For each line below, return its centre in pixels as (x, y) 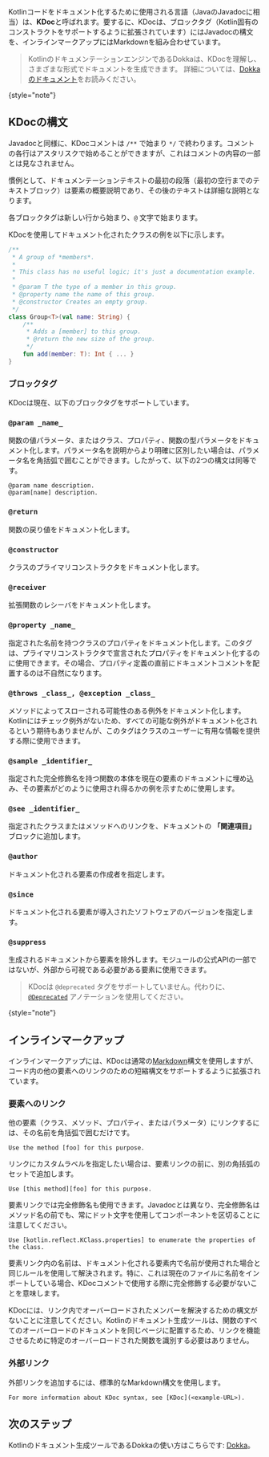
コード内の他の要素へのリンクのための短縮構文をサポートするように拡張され (134, 1071)
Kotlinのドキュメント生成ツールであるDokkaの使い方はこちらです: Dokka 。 (131, 1445)
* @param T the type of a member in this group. (94, 287)
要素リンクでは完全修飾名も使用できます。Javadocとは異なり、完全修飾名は (134, 1205)
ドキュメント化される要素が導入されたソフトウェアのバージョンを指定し (127, 912)
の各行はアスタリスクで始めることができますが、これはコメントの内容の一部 (134, 153)
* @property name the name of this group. (84, 295)
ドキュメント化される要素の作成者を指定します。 (89, 874)
